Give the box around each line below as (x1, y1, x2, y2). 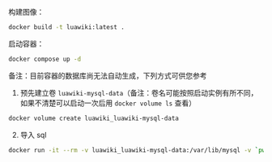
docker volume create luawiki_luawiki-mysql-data (8, 114, 180, 122)
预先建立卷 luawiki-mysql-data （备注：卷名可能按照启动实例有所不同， (19, 87, 258, 97)
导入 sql (19, 130, 47, 139)
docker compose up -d (8, 55, 82, 63)
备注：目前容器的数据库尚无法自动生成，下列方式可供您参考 (8, 70, 207, 80)
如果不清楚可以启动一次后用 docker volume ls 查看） (19, 98, 197, 108)
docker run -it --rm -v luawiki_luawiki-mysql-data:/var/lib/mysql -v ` (8, 146, 259, 154)
